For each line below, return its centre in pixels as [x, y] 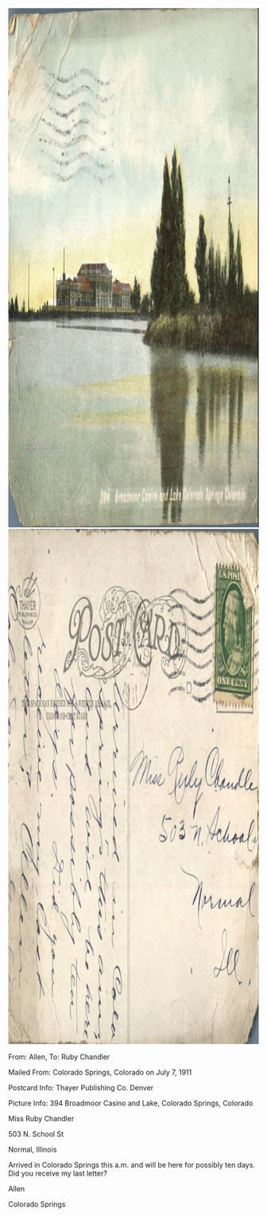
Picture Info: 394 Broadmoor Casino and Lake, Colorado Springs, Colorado [131, 1103]
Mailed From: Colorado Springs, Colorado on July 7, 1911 [100, 1072]
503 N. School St [36, 1134]
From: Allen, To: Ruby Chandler [59, 1057]
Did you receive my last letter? [58, 1173]
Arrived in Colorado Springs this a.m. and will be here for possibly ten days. [132, 1165]
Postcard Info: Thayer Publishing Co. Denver [81, 1088]
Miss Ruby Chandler [41, 1119]
